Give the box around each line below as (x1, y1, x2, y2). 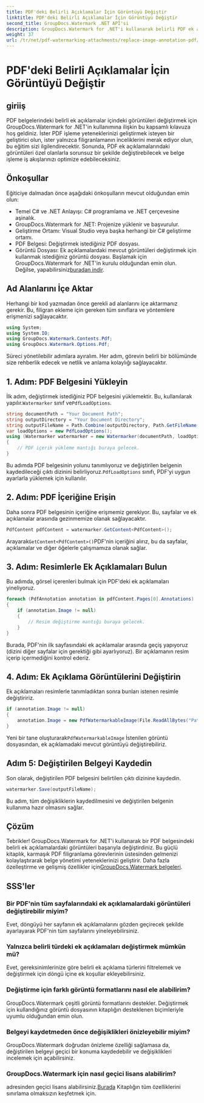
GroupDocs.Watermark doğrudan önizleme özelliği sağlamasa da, (6, 1041, 171, 1048)
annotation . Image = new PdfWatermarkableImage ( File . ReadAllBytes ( (17, 717, 189, 724)
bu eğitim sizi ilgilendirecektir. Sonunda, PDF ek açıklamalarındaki (6, 143, 170, 150)
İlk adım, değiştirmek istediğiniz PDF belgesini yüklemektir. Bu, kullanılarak (6, 392, 192, 400)
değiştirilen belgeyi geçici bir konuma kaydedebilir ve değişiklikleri (6, 1048, 172, 1055)
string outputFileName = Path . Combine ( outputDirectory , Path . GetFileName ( (6, 422, 200, 428)
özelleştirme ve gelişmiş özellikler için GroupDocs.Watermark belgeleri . (6, 863, 183, 871)
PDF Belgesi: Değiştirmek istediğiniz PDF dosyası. (15, 240, 140, 247)
